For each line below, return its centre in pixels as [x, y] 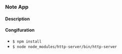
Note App [17, 7]
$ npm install [27, 41]
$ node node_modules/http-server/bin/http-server [65, 47]
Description [18, 19]
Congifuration [20, 30]
